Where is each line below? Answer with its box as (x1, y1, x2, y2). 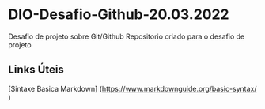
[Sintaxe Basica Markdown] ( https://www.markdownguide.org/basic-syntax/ (8, 84, 257, 93)
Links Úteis (8, 63, 65, 77)
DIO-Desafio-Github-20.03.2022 (8, 6, 229, 24)
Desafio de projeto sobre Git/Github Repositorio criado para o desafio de (8, 32, 245, 41)
